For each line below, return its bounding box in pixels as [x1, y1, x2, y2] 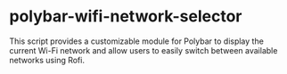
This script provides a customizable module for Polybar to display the [9, 36, 265, 46]
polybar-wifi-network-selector [9, 6, 242, 27]
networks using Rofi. [9, 54, 85, 65]
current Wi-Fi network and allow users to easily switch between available [9, 45, 278, 55]
